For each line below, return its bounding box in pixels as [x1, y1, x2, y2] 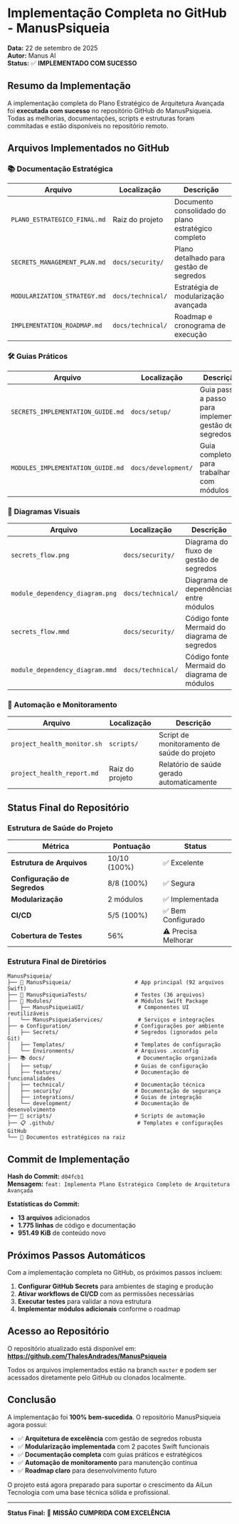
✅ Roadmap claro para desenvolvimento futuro [17, 1466, 157, 1475]
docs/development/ [130, 464, 193, 471]
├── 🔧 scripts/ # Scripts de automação [7, 1112, 205, 1119]
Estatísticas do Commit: [7, 1200, 80, 1209]
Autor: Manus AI [7, 51, 56, 60]
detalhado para [174, 253, 225, 263]
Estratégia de [174, 283, 219, 293]
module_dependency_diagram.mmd [11, 666, 117, 674]
